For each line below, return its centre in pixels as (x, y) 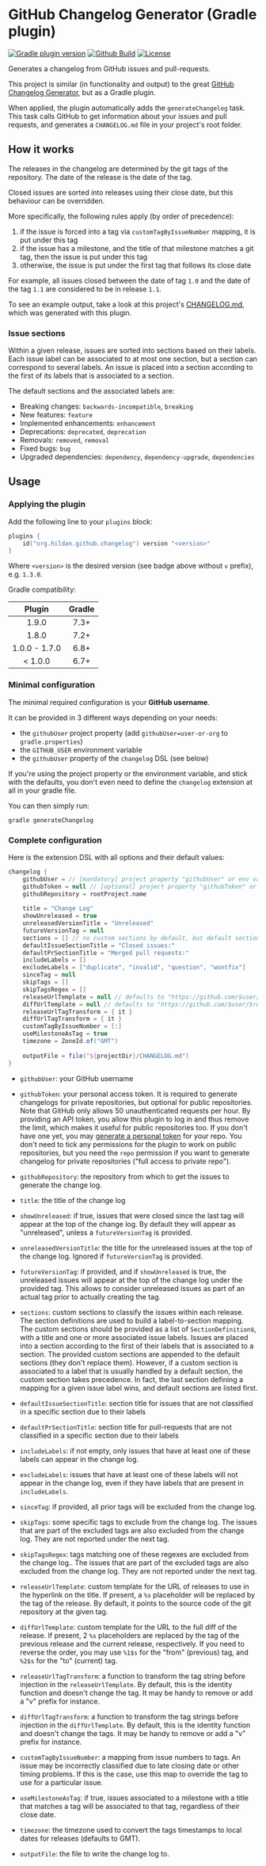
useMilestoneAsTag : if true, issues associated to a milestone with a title (134, 1797)
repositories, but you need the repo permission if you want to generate (135, 1152)
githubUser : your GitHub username (76, 1078)
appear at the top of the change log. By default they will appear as (127, 1224)
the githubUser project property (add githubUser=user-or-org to (123, 733)
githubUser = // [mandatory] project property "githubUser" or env (136, 879)
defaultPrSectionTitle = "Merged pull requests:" (106, 953)
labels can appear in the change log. (79, 1459)
